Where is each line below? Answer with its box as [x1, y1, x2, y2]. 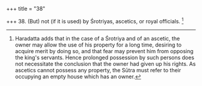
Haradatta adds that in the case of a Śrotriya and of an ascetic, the [14, 35, 180, 42]
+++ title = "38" [6, 5, 46, 12]
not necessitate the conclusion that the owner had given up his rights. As [14, 60, 196, 67]
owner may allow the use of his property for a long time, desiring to [14, 41, 182, 48]
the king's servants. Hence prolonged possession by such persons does [14, 54, 194, 61]
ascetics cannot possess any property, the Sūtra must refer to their [14, 66, 182, 73]
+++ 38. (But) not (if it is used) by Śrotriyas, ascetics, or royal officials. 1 [6, 17, 184, 24]
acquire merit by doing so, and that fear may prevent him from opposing [14, 47, 194, 54]
